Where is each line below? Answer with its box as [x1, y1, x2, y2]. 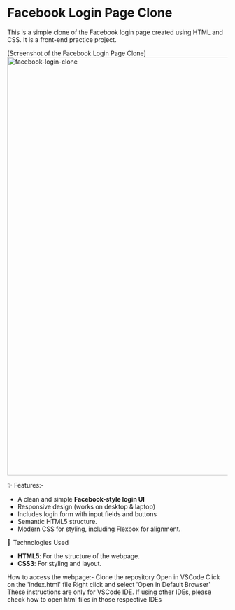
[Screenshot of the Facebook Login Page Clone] [7, 49, 147, 57]
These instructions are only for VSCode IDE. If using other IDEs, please [7, 588, 212, 596]
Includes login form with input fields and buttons [17, 509, 157, 518]
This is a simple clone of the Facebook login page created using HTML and [7, 28, 224, 36]
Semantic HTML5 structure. [17, 517, 98, 525]
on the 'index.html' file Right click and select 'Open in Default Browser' [7, 580, 211, 588]
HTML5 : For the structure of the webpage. [17, 551, 140, 560]
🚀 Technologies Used [7, 538, 69, 546]
